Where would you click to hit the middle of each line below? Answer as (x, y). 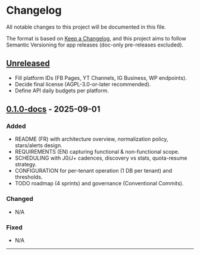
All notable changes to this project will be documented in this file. (86, 27)
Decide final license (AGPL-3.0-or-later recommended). (83, 84)
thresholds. (29, 177)
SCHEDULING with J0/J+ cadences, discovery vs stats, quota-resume (101, 158)
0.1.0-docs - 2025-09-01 (53, 109)
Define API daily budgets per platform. (62, 91)
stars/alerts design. (38, 145)
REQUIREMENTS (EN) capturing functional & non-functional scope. (97, 152)
